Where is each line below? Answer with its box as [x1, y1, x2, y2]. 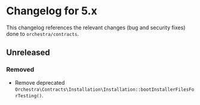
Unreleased [6, 48, 51, 58]
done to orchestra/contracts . [6, 30, 79, 37]
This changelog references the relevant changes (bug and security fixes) [6, 24, 186, 31]
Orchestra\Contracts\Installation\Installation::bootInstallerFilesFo [14, 87, 195, 92]
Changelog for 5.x [6, 4, 97, 18]
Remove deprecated [14, 79, 65, 86]
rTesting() [14, 92, 42, 99]
